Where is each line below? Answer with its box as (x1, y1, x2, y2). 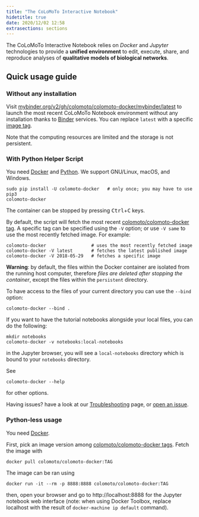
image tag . (6, 122, 33, 129)
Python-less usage (6, 416, 62, 424)
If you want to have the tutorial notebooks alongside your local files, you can (6, 316, 193, 323)
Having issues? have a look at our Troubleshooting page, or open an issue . (6, 401, 189, 408)
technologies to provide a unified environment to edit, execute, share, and (6, 48, 189, 55)
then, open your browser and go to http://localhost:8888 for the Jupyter (6, 491, 182, 498)
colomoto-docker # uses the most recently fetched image (6, 242, 193, 249)
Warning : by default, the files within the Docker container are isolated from (6, 263, 190, 271)
